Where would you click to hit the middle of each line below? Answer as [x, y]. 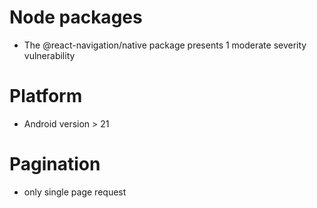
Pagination [55, 164]
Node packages [76, 17]
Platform [46, 96]
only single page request [75, 192]
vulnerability [49, 55]
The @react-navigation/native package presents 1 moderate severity [165, 45]
